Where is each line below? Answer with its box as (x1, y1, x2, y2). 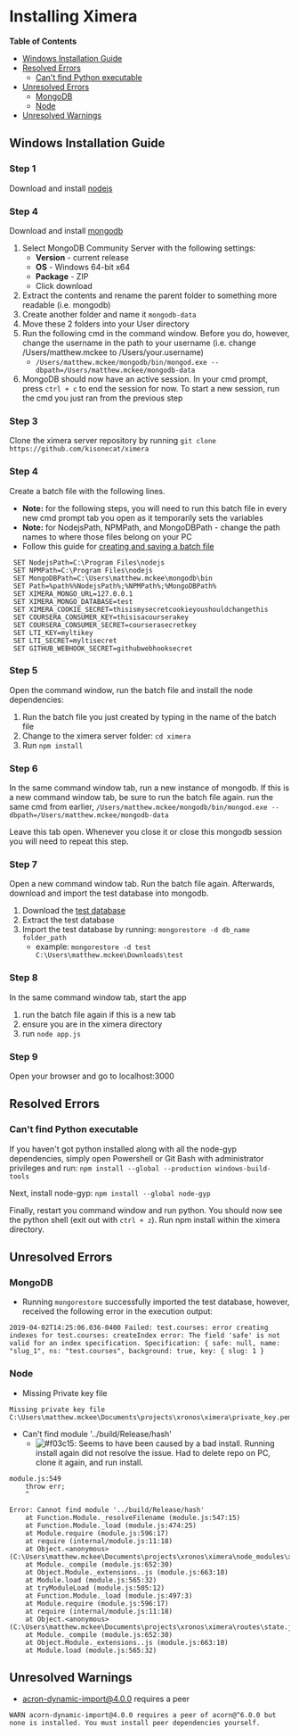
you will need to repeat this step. (9, 836, 129, 847)
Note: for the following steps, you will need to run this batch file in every (21, 502, 287, 514)
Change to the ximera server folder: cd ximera (21, 730, 191, 741)
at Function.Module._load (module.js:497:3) (25, 1591, 193, 1600)
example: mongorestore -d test (35, 941, 151, 952)
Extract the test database (21, 914, 115, 925)
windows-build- (214, 1164, 271, 1173)
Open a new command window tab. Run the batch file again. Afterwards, (9, 879, 276, 889)
